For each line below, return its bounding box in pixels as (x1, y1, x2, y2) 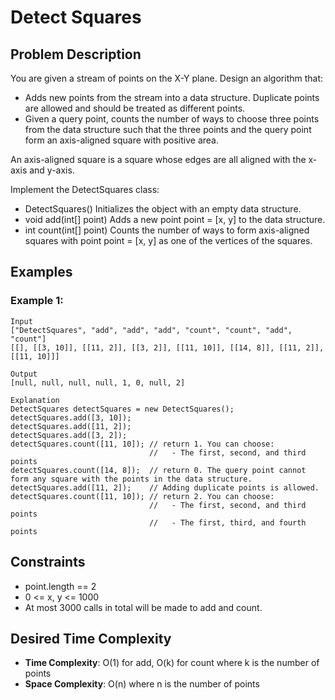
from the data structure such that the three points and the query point (24, 124, 312, 135)
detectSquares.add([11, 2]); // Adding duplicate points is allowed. (10, 482, 320, 493)
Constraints (10, 554, 86, 571)
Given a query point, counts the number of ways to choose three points (24, 113, 320, 125)
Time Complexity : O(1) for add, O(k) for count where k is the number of (24, 657, 320, 669)
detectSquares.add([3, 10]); (10, 412, 132, 423)
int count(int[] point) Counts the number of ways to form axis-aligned (24, 224, 310, 236)
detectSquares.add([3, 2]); (10, 430, 128, 440)
